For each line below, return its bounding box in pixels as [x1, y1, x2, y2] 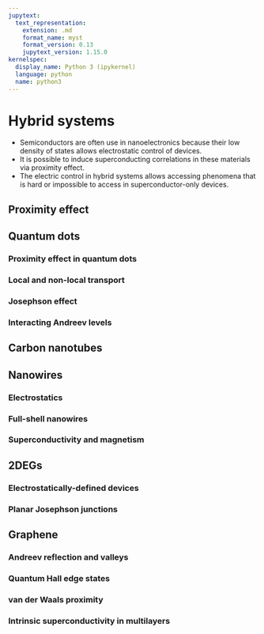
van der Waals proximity [8, 594, 104, 605]
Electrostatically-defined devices [8, 482, 140, 493]
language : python [15, 70, 73, 78]
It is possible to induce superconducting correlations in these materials [19, 155, 251, 164]
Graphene [8, 528, 58, 542]
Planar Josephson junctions [8, 504, 119, 515]
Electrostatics [8, 392, 63, 403]
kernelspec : [8, 56, 47, 64]
